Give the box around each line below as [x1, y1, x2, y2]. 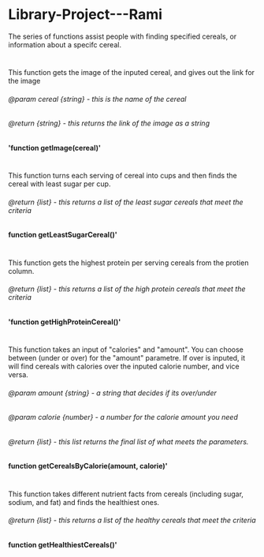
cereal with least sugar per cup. [8, 179, 111, 189]
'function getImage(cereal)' [8, 143, 101, 152]
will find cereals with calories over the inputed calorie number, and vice [8, 361, 240, 371]
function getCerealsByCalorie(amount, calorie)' [8, 462, 168, 471]
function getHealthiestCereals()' [8, 540, 117, 549]
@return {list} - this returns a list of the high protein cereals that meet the [8, 284, 246, 293]
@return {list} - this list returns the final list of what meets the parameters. [8, 436, 249, 447]
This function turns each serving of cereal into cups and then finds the [8, 171, 238, 181]
